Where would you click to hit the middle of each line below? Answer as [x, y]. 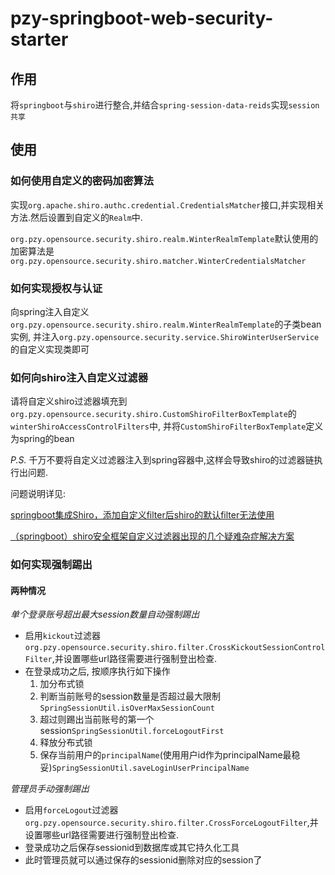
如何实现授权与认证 [56, 288]
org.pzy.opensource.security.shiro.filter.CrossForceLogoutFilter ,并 [171, 823]
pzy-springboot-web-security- [142, 18]
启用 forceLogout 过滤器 [71, 810]
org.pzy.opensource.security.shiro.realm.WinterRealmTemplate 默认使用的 [164, 238]
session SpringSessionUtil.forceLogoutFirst [132, 731]
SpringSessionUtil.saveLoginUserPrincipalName [150, 768]
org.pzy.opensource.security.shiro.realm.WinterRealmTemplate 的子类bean [166, 324]
